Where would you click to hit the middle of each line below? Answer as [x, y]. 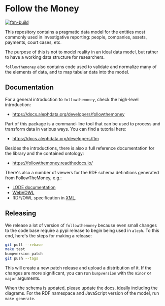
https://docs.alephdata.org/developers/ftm [56, 138]
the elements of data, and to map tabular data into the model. [67, 72]
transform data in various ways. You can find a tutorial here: [66, 129]
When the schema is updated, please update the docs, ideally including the [82, 288]
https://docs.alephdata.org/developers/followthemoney [68, 114]
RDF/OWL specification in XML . [44, 197]
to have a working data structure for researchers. [55, 57]
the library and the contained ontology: [45, 153]
